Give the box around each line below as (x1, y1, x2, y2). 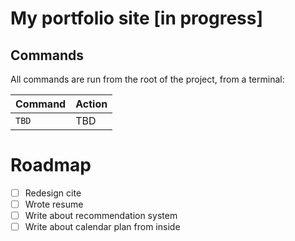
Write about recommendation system (24, 210, 178, 222)
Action (75, 97, 108, 111)
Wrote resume (24, 198, 84, 210)
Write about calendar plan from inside (24, 221, 181, 233)
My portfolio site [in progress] (10, 7, 263, 30)
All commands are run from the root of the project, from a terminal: (10, 73, 285, 85)
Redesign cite (24, 187, 82, 199)
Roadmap (10, 154, 92, 177)
